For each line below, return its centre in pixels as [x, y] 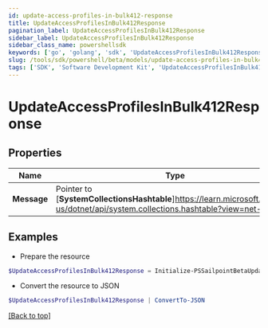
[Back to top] [30, 316]
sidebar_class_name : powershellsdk [67, 45]
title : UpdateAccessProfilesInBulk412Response [87, 23]
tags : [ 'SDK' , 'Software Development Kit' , [82, 68]
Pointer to [74, 189]
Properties [35, 153]
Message [30, 198]
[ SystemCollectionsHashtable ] [115, 198]
